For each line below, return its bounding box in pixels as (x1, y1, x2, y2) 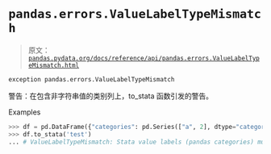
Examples (8, 107, 41, 117)
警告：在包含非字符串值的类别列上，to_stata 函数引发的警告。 (8, 91, 214, 101)
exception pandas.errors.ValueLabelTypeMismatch (8, 75, 175, 83)
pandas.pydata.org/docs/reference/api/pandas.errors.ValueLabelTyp (27, 54, 260, 62)
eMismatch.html (27, 61, 80, 69)
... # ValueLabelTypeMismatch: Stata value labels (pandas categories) (8, 138, 254, 146)
